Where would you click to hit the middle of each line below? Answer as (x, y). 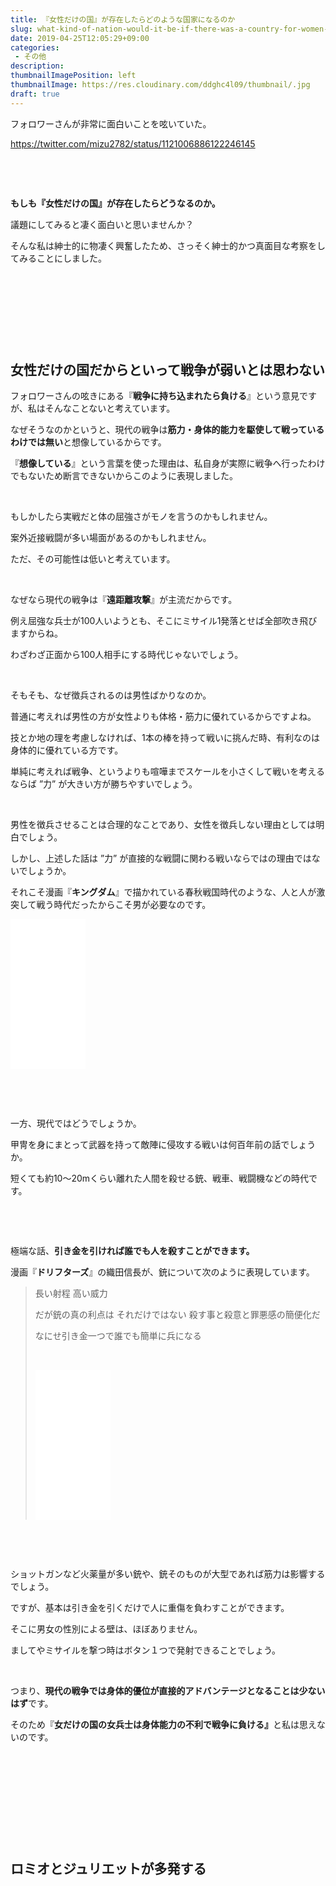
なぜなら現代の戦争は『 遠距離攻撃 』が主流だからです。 (124, 600)
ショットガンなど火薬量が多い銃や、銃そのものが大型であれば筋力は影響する (168, 1574)
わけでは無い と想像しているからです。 (88, 442)
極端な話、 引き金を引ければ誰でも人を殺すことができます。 (132, 1251)
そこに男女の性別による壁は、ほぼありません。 (106, 1629)
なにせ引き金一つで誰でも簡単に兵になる (118, 1336)
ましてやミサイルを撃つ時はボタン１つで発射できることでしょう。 (146, 1650)
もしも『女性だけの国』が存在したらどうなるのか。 (115, 203)
